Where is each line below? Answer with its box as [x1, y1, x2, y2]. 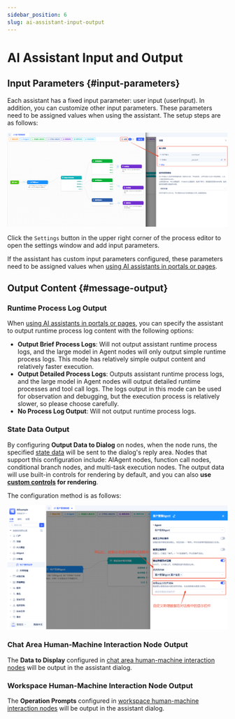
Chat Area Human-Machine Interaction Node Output [7, 640, 188, 650]
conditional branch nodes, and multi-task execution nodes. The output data [7, 463, 225, 471]
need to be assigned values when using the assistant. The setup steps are [7, 111, 221, 119]
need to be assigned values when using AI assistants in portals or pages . [7, 262, 218, 270]
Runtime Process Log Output [7, 303, 107, 313]
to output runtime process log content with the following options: [7, 326, 194, 335]
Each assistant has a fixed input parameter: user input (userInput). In [7, 96, 205, 104]
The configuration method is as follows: [7, 491, 122, 500]
